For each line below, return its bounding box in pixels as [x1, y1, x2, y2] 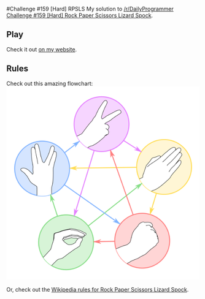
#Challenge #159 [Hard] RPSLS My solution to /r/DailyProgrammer [6, 6, 174, 12]
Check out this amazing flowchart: [6, 80, 93, 87]
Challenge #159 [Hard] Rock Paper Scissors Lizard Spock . [6, 12, 153, 19]
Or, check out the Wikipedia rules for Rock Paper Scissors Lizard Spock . [6, 286, 189, 293]
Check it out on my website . [6, 45, 77, 53]
